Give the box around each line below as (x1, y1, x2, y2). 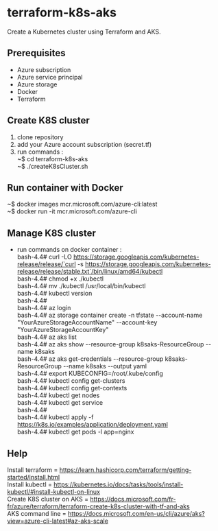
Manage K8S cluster (7, 227, 96, 239)
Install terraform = (7, 466, 58, 474)
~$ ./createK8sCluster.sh (16, 162, 88, 170)
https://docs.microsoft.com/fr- (90, 495, 176, 503)
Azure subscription (16, 65, 71, 73)
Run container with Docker (7, 182, 123, 193)
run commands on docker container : (16, 246, 122, 254)
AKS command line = (7, 510, 66, 517)
